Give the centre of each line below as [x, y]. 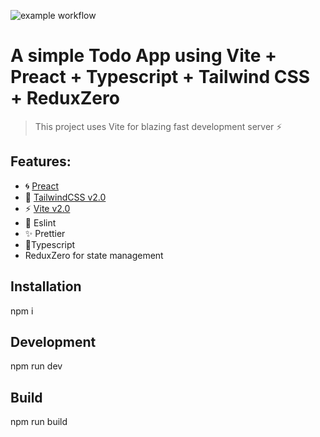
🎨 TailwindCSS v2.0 [65, 197]
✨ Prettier [45, 233]
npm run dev [36, 366]
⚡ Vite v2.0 [47, 208]
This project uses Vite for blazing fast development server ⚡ [158, 126]
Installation [46, 286]
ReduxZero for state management [94, 255]
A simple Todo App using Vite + [144, 56]
